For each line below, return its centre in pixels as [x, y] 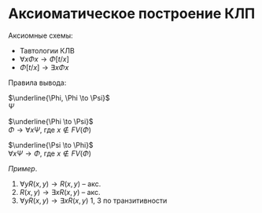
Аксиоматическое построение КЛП [132, 14]
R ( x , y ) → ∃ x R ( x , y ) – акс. [60, 192]
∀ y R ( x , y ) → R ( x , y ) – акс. [60, 184]
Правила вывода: [37, 83]
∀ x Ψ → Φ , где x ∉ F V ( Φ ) [50, 153]
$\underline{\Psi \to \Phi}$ [51, 145]
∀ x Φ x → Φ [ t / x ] [44, 59]
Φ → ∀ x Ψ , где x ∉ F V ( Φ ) [50, 130]
